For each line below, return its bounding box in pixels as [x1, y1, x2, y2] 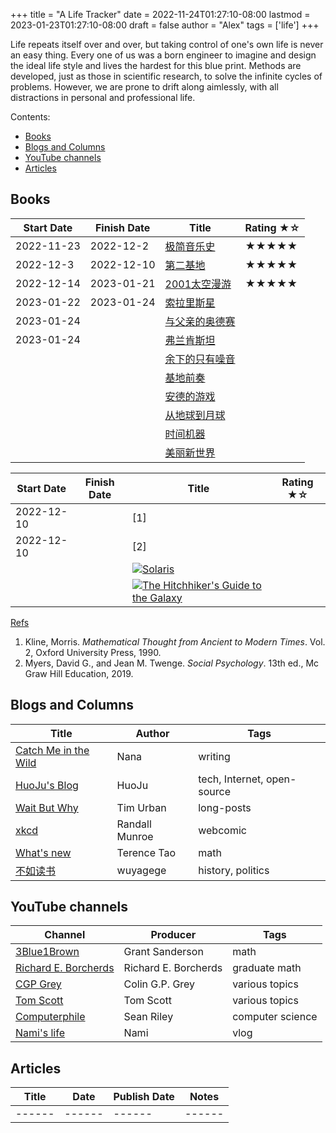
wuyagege [116, 863, 167, 877]
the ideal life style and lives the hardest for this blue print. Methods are [10, 60, 302, 71]
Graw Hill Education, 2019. [24, 667, 134, 679]
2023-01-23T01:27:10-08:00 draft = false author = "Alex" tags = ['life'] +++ [10, 19, 320, 31]
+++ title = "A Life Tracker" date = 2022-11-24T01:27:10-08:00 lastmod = [10, 9, 311, 20]
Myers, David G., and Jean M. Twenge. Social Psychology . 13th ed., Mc [24, 657, 320, 669]
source [198, 784, 231, 798]
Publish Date [113, 1090, 175, 1104]
